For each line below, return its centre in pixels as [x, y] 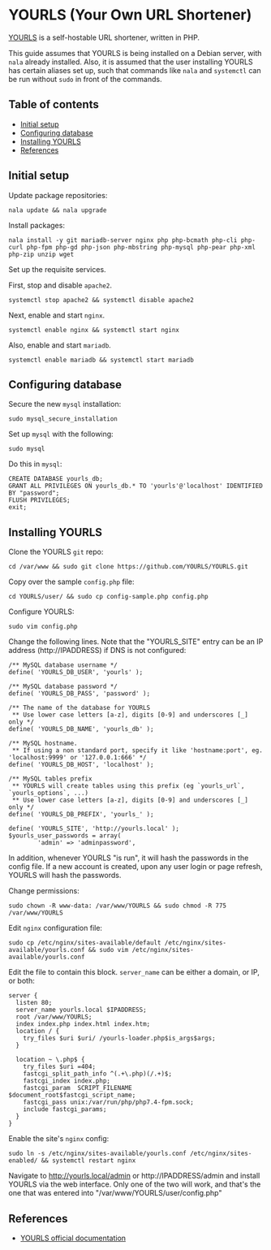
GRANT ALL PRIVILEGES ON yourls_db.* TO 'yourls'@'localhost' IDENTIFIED [136, 486]
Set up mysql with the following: [61, 434]
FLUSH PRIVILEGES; [39, 500]
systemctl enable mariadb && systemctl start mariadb [101, 360]
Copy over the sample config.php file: [72, 582]
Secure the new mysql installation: [65, 404]
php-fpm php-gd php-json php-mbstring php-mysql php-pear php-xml [141, 247]
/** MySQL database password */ [63, 687]
